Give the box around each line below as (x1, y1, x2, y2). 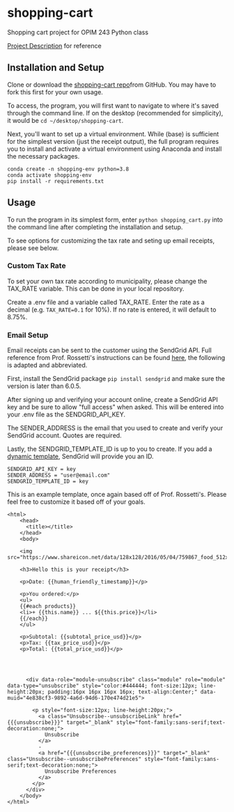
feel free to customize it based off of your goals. (7, 498, 146, 506)
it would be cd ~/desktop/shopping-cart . (7, 116, 124, 124)
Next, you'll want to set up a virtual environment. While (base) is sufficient (7, 129, 219, 138)
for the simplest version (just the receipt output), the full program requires (7, 137, 219, 145)
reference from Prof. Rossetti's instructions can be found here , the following (7, 354, 226, 362)
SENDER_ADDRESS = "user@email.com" (7, 472, 111, 479)
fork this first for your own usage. (7, 87, 103, 96)
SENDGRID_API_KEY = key (7, 466, 77, 473)
